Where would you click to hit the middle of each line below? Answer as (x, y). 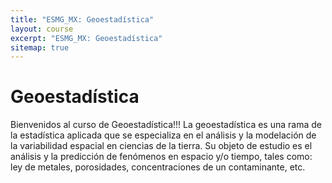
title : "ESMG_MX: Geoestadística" (82, 19)
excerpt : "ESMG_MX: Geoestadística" (86, 38)
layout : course (42, 29)
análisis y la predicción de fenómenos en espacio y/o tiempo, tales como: (161, 157)
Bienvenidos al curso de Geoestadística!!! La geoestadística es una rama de (166, 125)
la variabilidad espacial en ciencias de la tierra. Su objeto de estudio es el (161, 146)
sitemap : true (40, 47)
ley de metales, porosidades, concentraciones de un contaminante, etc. (158, 167)
